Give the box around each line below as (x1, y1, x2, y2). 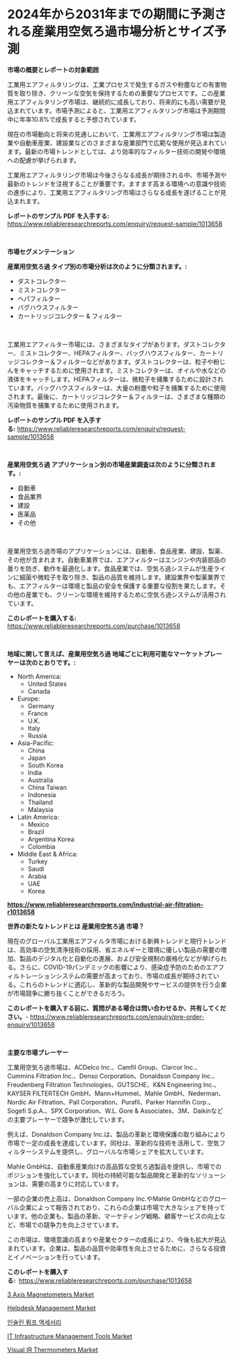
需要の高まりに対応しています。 (31, 1180, 123, 1188)
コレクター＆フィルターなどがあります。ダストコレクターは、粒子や (19, 357, 214, 366)
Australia (27, 776, 54, 784)
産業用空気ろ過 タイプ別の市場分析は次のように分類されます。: (7, 262, 187, 270)
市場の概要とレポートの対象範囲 (7, 65, 99, 74)
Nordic (7, 1097, 26, 1106)
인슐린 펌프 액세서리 (7, 1318, 61, 1327)
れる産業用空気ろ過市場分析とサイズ (7, 24, 214, 40)
